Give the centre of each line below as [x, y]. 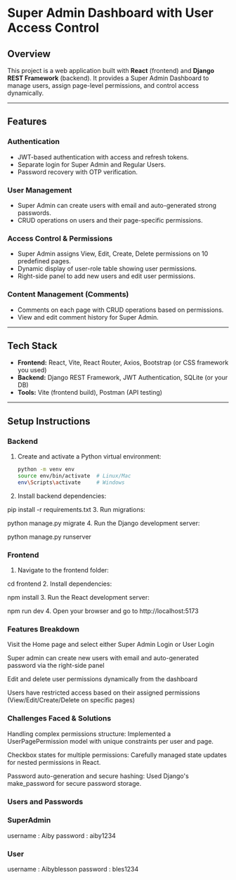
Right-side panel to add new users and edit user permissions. [106, 276]
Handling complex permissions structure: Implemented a [89, 734]
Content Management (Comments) [68, 294]
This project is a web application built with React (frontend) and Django [111, 71]
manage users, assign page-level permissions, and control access [103, 85]
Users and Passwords [45, 801]
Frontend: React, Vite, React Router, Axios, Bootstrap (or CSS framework [123, 362]
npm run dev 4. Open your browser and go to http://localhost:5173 [103, 611]
